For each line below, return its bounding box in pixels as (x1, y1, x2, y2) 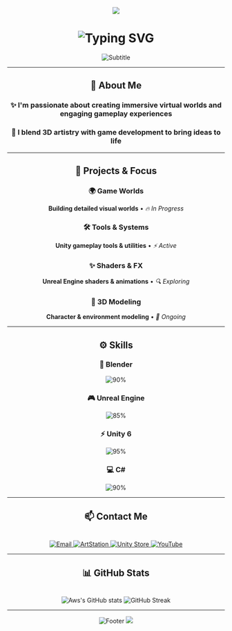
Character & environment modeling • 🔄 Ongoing (46, 313, 186, 321)
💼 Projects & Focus (75, 165, 157, 177)
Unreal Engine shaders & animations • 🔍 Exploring (42, 277, 190, 285)
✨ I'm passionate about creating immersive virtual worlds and (10, 100, 222, 110)
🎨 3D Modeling (90, 297, 142, 307)
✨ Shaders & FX (88, 261, 144, 271)
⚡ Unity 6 (100, 429, 132, 439)
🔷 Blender (99, 360, 133, 369)
